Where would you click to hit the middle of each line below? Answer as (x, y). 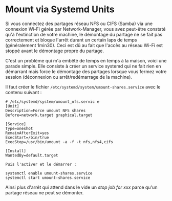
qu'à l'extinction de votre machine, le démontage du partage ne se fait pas (84, 34)
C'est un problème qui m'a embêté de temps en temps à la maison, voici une (86, 60)
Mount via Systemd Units (60, 9)
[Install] (16, 151)
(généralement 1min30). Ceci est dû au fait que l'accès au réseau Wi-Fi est (84, 45)
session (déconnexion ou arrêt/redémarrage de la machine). (69, 77)
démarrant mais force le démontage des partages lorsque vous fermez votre (86, 71)
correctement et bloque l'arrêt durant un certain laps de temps (71, 40)
